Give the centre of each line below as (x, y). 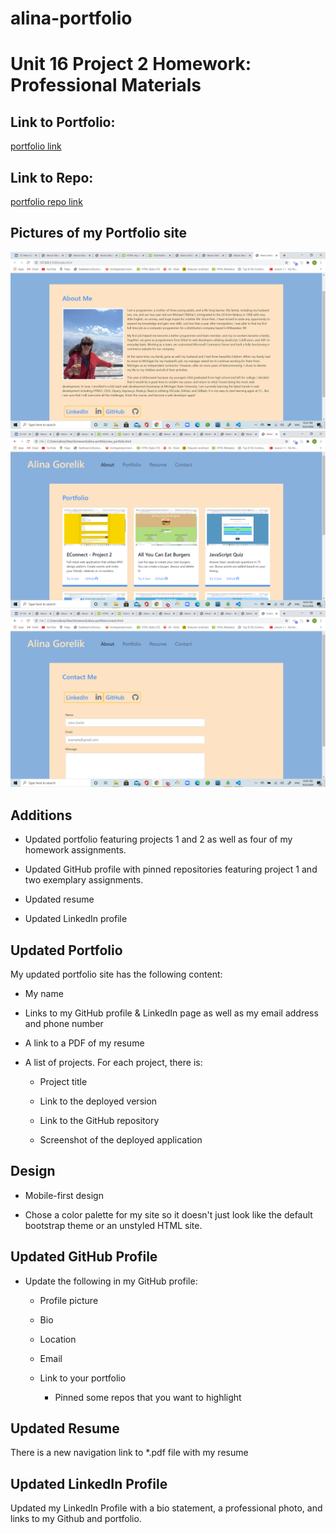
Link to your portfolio (83, 1378)
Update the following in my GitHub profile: (111, 1281)
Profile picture (69, 1300)
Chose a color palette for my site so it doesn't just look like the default (168, 1214)
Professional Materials (106, 85)
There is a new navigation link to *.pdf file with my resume (129, 1453)
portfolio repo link (46, 201)
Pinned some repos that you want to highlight (148, 1397)
